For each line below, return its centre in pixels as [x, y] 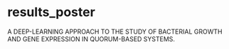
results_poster [52, 12]
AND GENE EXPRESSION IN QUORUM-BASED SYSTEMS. [91, 38]
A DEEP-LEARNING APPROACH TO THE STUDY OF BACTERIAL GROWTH [115, 31]
